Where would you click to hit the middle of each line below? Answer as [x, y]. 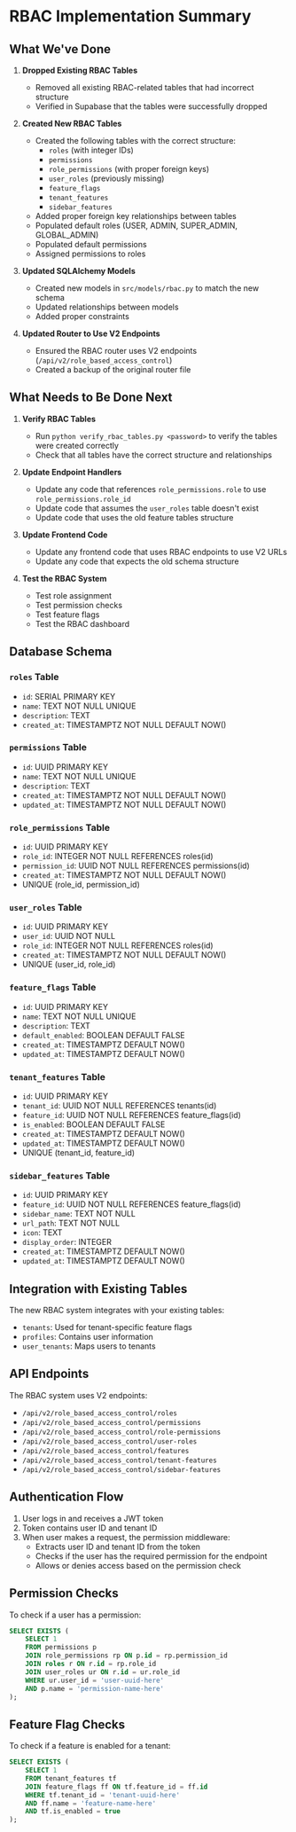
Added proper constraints [82, 316]
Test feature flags [67, 615]
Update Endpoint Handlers [72, 472]
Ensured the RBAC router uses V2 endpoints [116, 351]
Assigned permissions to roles [90, 254]
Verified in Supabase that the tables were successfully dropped [151, 106]
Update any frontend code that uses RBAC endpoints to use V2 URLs [161, 552]
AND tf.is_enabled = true [73, 1812]
